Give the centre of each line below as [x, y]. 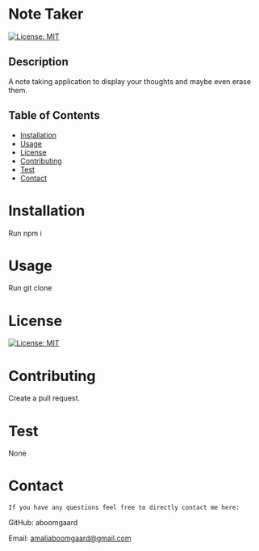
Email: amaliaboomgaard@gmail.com [70, 538]
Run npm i [25, 233]
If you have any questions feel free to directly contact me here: [124, 508]
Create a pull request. [44, 398]
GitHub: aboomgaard [43, 523]
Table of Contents [54, 115]
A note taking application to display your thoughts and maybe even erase [130, 81]
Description [38, 62]
